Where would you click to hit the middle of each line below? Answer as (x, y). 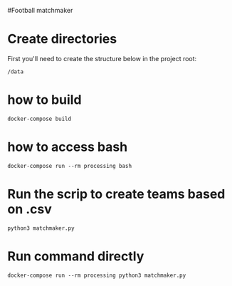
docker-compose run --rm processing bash (70, 166)
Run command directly (76, 256)
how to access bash (68, 147)
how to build (44, 100)
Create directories (62, 39)
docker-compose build (39, 119)
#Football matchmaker (40, 10)
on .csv (30, 209)
